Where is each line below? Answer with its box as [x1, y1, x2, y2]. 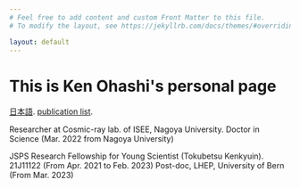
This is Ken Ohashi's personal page [9, 76, 277, 96]
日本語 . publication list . [9, 106, 94, 117]
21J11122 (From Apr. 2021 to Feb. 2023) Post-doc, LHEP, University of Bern [9, 160, 285, 171]
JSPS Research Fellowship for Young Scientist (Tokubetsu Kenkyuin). [9, 151, 264, 161]
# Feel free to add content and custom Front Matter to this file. [9, 12, 266, 22]
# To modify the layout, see [9, 21, 118, 30]
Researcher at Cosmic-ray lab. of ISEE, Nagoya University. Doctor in [9, 124, 261, 135]
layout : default [9, 37, 70, 46]
